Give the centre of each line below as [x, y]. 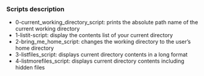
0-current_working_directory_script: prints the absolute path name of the [107, 22]
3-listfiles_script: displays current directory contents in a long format [101, 55]
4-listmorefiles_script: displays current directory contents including [100, 61]
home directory [35, 48]
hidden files [30, 67]
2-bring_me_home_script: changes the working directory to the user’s [103, 42]
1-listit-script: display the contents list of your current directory [94, 35]
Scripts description [35, 9]
